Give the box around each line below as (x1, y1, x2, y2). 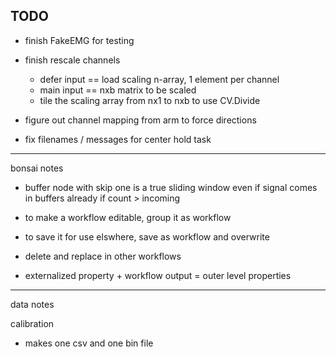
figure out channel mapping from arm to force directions (24, 114, 257, 126)
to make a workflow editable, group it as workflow (24, 211, 232, 223)
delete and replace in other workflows (24, 250, 182, 262)
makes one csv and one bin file (24, 337, 154, 349)
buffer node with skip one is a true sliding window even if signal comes (24, 181, 318, 193)
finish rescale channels (24, 54, 121, 66)
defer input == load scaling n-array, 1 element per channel (39, 73, 280, 85)
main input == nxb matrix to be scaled (39, 84, 197, 96)
